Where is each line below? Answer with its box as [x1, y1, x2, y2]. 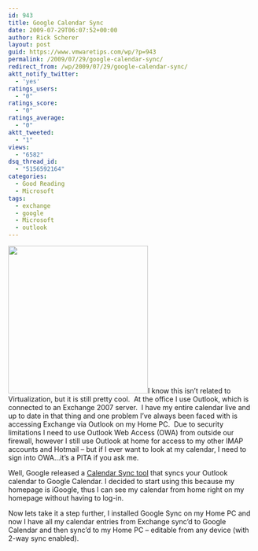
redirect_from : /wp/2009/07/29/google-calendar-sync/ [8, 63, 189, 71]
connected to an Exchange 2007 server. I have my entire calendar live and [8, 403, 251, 412]
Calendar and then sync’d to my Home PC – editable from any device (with [8, 525, 249, 534]
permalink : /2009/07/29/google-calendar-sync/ [8, 56, 164, 64]
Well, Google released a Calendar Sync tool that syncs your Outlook [8, 468, 228, 477]
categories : [8, 172, 47, 181]
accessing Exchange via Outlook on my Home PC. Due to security [8, 420, 224, 429]
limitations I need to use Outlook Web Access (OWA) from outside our [8, 428, 234, 437]
